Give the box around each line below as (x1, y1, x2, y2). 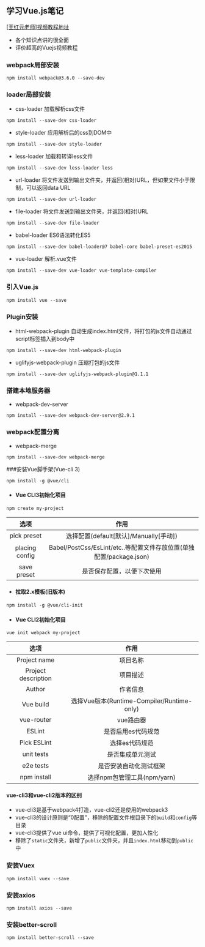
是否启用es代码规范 (103, 727, 160, 736)
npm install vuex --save (6, 875, 70, 881)
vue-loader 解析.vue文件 (15, 255, 77, 263)
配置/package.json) (94, 552, 149, 561)
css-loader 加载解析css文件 (15, 105, 85, 113)
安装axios (6, 891, 35, 899)
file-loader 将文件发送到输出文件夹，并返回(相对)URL (15, 208, 148, 215)
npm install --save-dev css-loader (6, 118, 97, 124)
